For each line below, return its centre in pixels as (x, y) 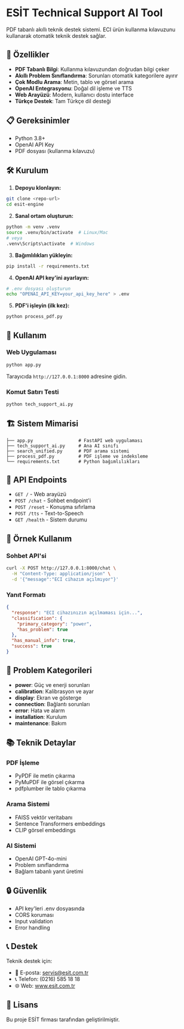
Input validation (34, 921)
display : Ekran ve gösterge (48, 697)
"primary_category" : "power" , (55, 624)
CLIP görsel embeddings (45, 830)
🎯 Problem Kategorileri (49, 670)
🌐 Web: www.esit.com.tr (45, 985)
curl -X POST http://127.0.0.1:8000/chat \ (61, 568)
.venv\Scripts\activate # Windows (50, 244)
